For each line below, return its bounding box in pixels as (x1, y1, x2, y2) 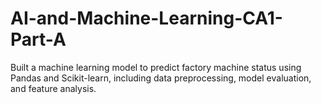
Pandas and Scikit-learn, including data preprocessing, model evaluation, (10, 72, 312, 84)
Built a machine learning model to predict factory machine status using (10, 61, 302, 73)
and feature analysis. (10, 82, 97, 94)
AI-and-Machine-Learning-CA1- (10, 7, 283, 30)
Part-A (10, 28, 67, 51)
